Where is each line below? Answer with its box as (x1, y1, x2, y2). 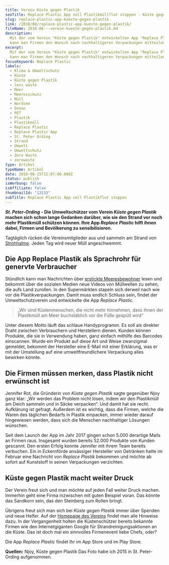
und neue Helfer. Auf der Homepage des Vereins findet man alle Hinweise (5, 513, 158, 519)
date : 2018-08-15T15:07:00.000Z (5, 172, 73, 177)
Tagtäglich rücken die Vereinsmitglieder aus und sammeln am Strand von (5, 235, 157, 241)
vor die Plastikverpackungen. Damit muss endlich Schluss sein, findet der (5, 292, 157, 298)
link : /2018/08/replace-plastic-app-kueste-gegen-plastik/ (5, 21, 132, 27)
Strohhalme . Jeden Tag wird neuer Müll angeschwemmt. (5, 240, 122, 246)
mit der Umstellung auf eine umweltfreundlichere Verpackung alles (5, 349, 144, 355)
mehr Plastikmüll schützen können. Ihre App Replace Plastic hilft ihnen (5, 219, 157, 225)
